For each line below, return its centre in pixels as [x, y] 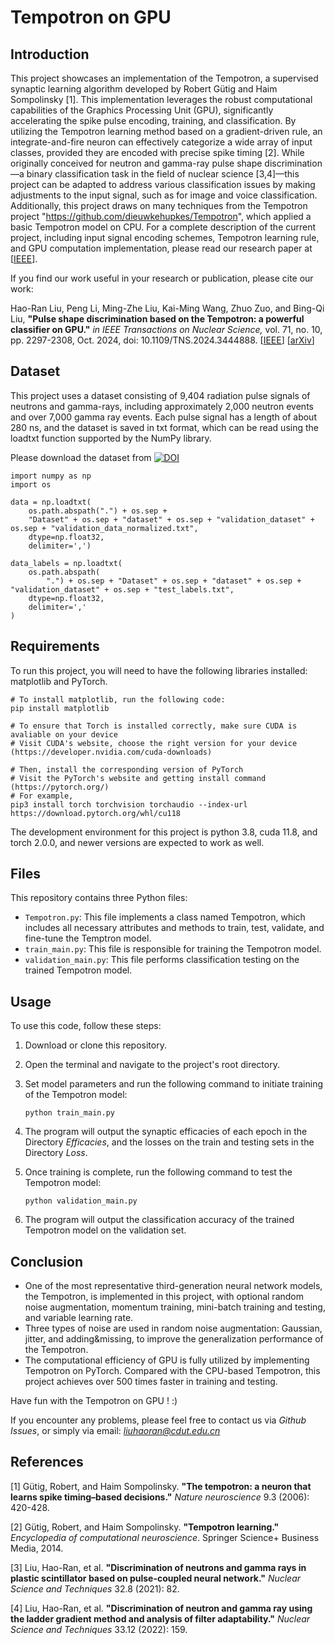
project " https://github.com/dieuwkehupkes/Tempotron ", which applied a [161, 216]
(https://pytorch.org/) [60, 787]
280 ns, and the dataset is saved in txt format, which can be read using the [164, 427]
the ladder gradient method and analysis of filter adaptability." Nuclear [160, 1618]
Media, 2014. [37, 1548]
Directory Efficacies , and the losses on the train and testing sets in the [169, 1142]
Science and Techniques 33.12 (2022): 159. [99, 1629]
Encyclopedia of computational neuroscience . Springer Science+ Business [165, 1537]
